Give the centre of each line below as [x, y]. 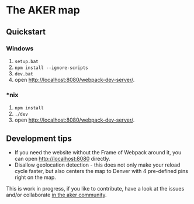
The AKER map [43, 10]
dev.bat [24, 74]
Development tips [39, 138]
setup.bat [27, 61]
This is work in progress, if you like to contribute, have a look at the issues [95, 188]
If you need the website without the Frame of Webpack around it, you [98, 152]
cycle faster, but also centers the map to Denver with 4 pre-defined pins [101, 171]
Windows [20, 49]
